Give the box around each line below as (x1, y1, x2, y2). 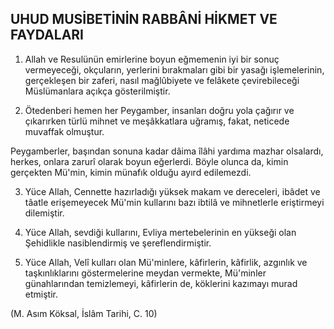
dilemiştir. (24, 207, 65, 219)
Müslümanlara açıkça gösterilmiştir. (24, 85, 171, 97)
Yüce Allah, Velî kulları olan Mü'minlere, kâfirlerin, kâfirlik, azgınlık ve (24, 256, 308, 268)
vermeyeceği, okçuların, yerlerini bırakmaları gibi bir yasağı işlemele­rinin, (24, 63, 325, 76)
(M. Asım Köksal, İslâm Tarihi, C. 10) (10, 307, 158, 319)
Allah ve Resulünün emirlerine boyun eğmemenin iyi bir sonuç (24, 53, 280, 65)
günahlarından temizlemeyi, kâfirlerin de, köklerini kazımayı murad (24, 277, 298, 289)
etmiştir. (24, 288, 58, 300)
